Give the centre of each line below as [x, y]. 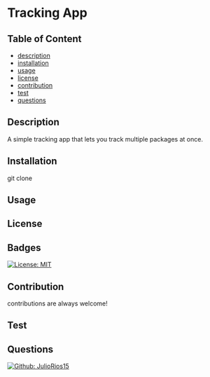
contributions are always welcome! [58, 303]
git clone [20, 178]
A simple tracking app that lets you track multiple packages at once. [105, 139]
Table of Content [44, 39]
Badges [24, 248]
